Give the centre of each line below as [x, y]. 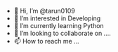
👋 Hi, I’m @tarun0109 [44, 11]
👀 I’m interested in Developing [57, 18]
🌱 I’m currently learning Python [59, 26]
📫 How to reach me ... [46, 41]
